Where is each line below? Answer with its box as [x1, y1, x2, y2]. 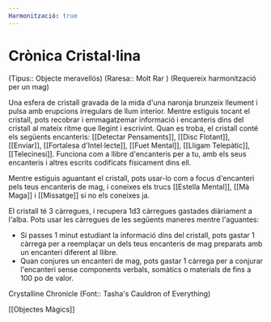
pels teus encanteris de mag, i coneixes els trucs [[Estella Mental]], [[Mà [8, 182, 250, 191]
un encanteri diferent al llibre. [19, 247, 119, 257]
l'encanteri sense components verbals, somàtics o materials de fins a [19, 264, 252, 274]
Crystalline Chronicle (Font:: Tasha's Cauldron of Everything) [8, 288, 211, 299]
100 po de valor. [19, 273, 74, 282]
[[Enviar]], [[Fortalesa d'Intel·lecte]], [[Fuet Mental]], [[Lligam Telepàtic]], [8, 140, 251, 150]
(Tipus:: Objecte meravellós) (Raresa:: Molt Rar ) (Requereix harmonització [8, 73, 256, 83]
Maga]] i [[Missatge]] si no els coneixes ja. [8, 190, 150, 200]
